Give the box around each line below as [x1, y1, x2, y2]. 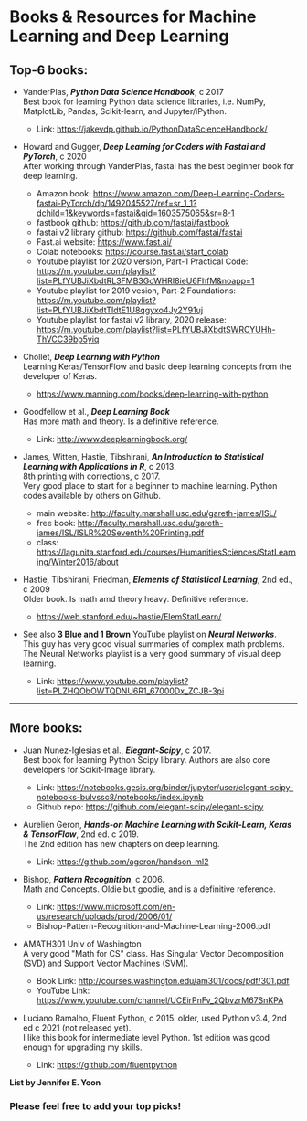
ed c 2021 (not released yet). [22, 1021, 132, 1033]
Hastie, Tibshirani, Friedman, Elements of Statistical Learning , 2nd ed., [22, 574, 294, 585]
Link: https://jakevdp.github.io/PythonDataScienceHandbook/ [36, 123, 268, 134]
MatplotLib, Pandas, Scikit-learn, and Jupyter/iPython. [22, 106, 227, 116]
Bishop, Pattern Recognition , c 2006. [22, 873, 164, 884]
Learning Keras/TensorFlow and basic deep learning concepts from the [22, 361, 292, 372]
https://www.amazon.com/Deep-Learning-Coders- [92, 188, 285, 198]
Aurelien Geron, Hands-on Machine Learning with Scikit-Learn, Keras [22, 819, 292, 830]
